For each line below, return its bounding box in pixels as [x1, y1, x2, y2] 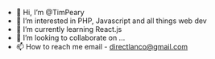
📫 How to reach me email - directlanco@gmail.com [15, 42, 188, 51]
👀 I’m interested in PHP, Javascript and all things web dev [15, 16, 207, 26]
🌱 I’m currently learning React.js [15, 25, 122, 33]
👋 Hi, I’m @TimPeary [15, 8, 85, 17]
